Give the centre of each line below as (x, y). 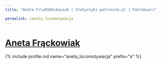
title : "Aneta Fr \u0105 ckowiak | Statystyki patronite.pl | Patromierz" (81, 10)
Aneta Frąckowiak (43, 43)
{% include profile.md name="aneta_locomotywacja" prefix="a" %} (73, 57)
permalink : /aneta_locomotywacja (39, 18)
